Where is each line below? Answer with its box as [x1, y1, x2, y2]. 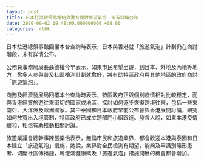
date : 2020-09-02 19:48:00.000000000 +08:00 [6, 20, 121, 26]
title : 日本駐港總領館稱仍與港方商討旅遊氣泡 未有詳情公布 [6, 15, 138, 21]
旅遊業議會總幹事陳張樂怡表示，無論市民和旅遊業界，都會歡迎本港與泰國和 [6, 134, 192, 142]
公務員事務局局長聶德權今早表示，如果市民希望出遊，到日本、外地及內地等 [6, 63, 192, 71]
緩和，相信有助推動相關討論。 [6, 121, 81, 129]
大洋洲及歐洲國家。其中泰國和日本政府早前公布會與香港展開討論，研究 [22, 106, 198, 114]
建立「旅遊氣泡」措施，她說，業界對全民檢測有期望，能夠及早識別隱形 [11, 142, 187, 149]
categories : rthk [6, 25, 50, 32]
